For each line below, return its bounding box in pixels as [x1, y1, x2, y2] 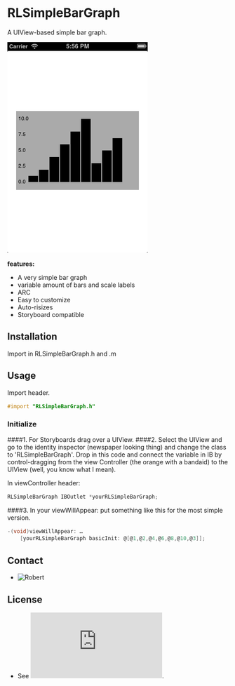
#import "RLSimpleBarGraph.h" [7, 403, 96, 410]
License [7, 593, 43, 605]
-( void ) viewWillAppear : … [7, 527, 83, 534]
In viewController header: [7, 478, 81, 487]
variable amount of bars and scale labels [17, 281, 135, 289]
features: [7, 260, 35, 268]
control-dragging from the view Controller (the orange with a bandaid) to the [7, 457, 229, 466]
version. [7, 513, 31, 522]
